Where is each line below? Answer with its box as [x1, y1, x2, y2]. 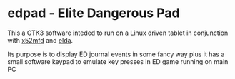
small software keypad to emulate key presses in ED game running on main [7, 57, 229, 65]
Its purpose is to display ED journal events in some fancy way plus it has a [7, 50, 225, 58]
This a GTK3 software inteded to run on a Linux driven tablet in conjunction [7, 28, 229, 37]
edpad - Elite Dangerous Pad [7, 5, 180, 21]
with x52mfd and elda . [7, 36, 74, 44]
